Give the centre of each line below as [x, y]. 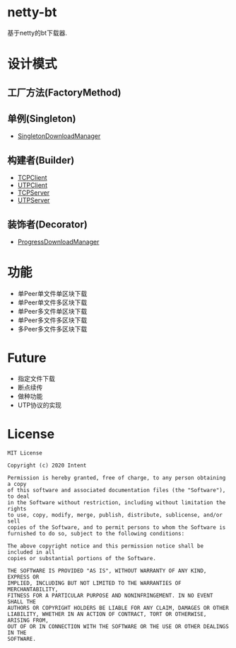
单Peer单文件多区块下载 [52, 302]
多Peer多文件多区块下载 [52, 329]
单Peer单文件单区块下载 [52, 293]
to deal [19, 496]
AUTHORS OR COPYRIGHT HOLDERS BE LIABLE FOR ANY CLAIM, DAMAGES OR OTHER [118, 608]
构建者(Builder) [41, 160]
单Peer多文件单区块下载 [52, 311]
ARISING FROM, [28, 620]
